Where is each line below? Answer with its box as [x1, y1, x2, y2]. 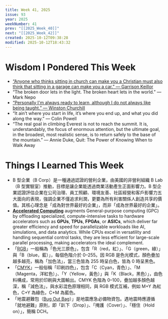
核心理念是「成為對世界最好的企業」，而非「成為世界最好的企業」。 [26, 202, 162, 208]
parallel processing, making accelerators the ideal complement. [12, 239, 144, 246]
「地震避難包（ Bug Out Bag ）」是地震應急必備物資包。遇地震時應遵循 [12, 295, 155, 301]
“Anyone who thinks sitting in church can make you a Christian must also [12, 78, 163, 84]
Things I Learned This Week [5, 160, 124, 171]
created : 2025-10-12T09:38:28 [5, 36, 69, 41]
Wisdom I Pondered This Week [5, 61, 136, 73]
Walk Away [12, 142, 36, 148]
